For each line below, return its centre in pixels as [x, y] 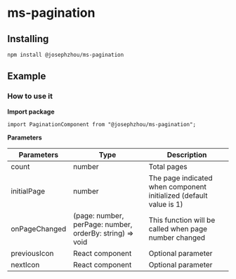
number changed [177, 238]
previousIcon [32, 253]
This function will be [182, 220]
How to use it [30, 96]
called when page [178, 229]
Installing [28, 39]
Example [27, 76]
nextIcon [25, 264]
